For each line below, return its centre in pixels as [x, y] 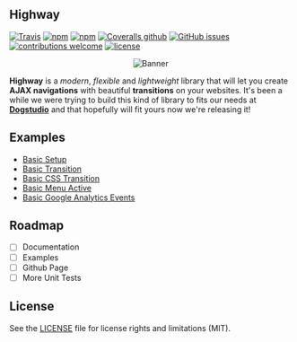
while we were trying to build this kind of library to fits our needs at [133, 100]
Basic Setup [44, 159]
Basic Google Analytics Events [79, 197]
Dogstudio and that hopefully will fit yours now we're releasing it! [130, 109]
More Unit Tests [52, 277]
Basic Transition [52, 169]
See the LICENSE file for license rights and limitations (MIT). [120, 328]
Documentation [51, 247]
